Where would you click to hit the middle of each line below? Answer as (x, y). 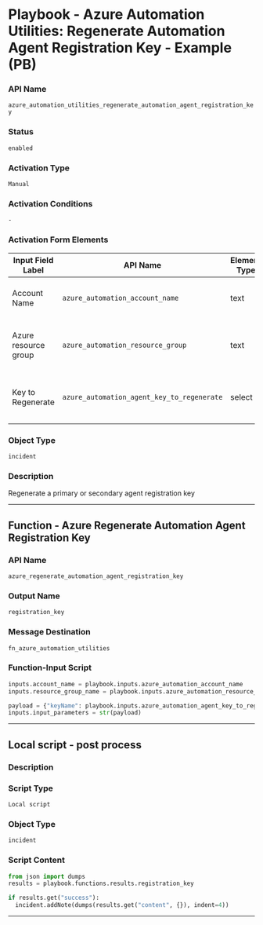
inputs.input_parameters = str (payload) (75, 713)
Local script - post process (75, 745)
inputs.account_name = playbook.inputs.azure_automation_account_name (126, 684)
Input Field (33, 260)
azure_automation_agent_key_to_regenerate (142, 397)
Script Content (36, 860)
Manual (19, 185)
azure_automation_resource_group (124, 345)
